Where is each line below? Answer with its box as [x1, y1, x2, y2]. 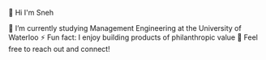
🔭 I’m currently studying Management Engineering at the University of [8, 24, 242, 32]
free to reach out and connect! [8, 45, 111, 54]
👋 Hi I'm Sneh [8, 8, 54, 17]
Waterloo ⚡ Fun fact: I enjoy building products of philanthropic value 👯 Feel [8, 32, 258, 42]
